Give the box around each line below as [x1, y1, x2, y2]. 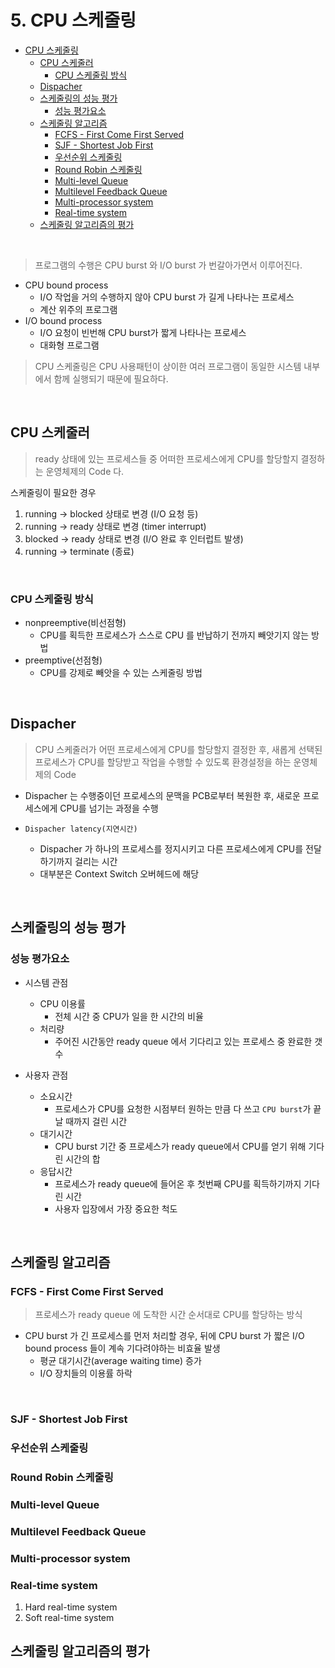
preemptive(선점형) [24, 654, 103, 666]
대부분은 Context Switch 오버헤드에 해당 [39, 867, 200, 880]
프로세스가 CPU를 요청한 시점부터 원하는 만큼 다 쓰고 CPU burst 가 [54, 1102, 312, 1115]
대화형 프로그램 [39, 339, 100, 351]
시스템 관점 [24, 976, 69, 988]
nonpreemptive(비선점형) [24, 617, 127, 629]
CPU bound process [24, 279, 109, 291]
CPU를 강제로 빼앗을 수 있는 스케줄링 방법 [39, 667, 203, 679]
